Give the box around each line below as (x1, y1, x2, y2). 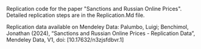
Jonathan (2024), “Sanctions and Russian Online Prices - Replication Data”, (6, 30, 196, 37)
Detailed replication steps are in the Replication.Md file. (6, 11, 145, 19)
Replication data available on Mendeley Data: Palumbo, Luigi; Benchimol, (6, 24, 189, 30)
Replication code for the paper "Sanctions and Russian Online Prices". (6, 5, 182, 12)
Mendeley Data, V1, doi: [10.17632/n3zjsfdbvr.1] (6, 36, 124, 43)
